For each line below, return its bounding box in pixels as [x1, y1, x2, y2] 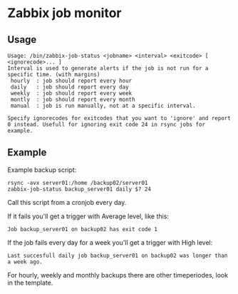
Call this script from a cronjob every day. [7, 198, 127, 206]
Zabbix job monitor [7, 5, 122, 21]
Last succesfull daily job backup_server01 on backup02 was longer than [7, 252, 228, 259]
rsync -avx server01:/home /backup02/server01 [7, 179, 148, 186]
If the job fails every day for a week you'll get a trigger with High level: [7, 238, 213, 247]
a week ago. [7, 258, 43, 265]
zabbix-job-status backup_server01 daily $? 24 [7, 186, 152, 193]
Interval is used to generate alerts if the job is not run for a [7, 65, 209, 72]
